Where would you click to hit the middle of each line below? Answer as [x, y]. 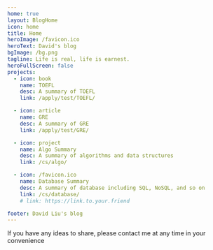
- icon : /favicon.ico [45, 175]
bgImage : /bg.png [33, 53]
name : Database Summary [55, 182]
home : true [23, 14]
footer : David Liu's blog [45, 214]
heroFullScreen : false [40, 66]
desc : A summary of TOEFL [58, 91]
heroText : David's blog [42, 46]
